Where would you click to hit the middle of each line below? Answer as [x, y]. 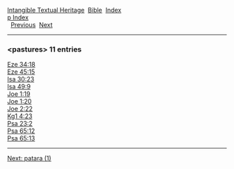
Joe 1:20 [19, 102]
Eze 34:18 [22, 65]
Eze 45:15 [21, 72]
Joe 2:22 [20, 109]
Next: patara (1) [29, 159]
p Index [18, 17]
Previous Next [31, 25]
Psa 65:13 [21, 138]
